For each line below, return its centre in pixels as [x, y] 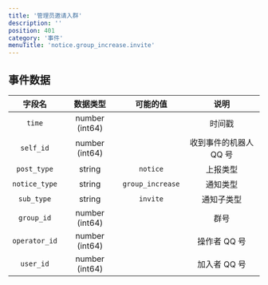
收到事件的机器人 [221, 142]
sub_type [35, 199]
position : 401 [32, 30]
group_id [35, 218]
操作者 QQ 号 [222, 241]
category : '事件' [36, 38]
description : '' [35, 23]
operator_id [35, 241]
